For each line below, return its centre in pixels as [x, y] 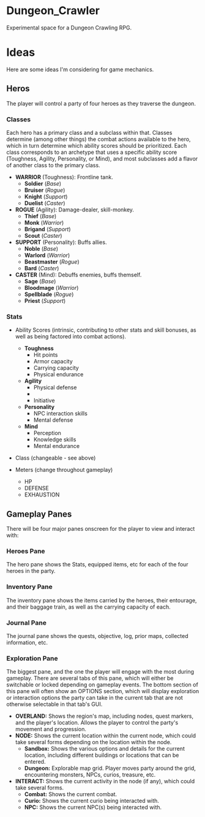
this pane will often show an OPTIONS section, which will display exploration [103, 691]
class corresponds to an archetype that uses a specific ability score [92, 152]
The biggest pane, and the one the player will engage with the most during [100, 672]
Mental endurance [57, 446]
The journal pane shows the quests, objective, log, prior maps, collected [97, 636]
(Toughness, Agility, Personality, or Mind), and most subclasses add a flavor [102, 158]
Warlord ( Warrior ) [47, 255]
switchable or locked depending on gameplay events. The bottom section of [102, 685]
